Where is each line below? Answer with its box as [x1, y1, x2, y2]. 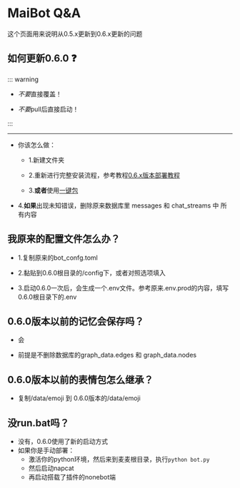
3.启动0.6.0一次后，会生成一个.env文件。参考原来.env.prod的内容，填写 [17, 283, 229, 292]
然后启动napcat [28, 464, 74, 472]
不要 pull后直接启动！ [17, 105, 79, 113]
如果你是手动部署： [17, 446, 75, 454]
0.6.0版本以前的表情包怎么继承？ [7, 373, 154, 386]
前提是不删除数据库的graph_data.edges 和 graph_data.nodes [17, 351, 197, 360]
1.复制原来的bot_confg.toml [17, 253, 99, 262]
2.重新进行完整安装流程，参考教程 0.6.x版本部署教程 [28, 171, 181, 179]
